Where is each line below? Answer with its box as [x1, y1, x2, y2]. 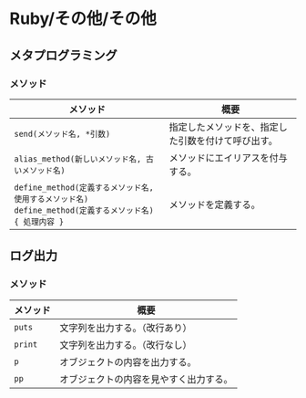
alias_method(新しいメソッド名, [14, 153, 142, 164]
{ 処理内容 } [14, 216, 65, 226]
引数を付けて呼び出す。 [178, 134, 278, 147]
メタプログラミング [9, 47, 117, 63]
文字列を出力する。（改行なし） [59, 339, 193, 351]
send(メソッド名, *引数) [14, 129, 111, 139]
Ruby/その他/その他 [9, 8, 157, 29]
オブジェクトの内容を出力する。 [59, 355, 198, 368]
